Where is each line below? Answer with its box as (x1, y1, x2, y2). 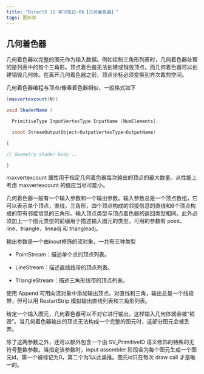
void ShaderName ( (6, 107, 53, 113)
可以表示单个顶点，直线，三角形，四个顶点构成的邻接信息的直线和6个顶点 (6, 202, 191, 210)
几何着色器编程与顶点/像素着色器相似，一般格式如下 (6, 84, 137, 91)
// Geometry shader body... (6, 151, 78, 157)
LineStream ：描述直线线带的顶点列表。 (15, 264, 114, 271)
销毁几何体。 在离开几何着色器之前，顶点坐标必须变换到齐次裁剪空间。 (11, 71, 187, 79)
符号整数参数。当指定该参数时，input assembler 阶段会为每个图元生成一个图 (6, 346, 197, 353)
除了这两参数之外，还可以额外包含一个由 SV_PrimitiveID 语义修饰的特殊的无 (6, 339, 195, 346)
